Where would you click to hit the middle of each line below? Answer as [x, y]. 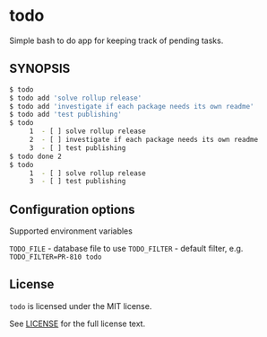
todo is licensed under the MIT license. [81, 306]
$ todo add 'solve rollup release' [76, 98]
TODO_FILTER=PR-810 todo [56, 257]
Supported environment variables [71, 231]
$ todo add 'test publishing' [66, 115]
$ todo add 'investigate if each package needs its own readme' [132, 106]
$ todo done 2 [36, 156]
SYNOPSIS [40, 69]
